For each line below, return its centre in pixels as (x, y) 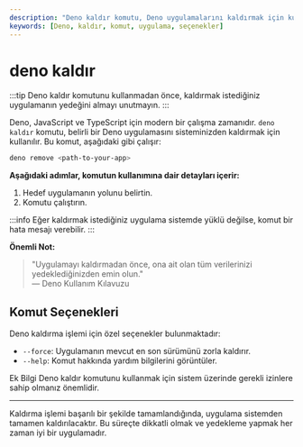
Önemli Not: (32, 247)
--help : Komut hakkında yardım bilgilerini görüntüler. (120, 360)
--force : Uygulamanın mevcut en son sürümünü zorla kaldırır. (136, 351)
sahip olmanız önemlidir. (54, 388)
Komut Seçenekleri (64, 312)
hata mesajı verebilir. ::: (52, 230)
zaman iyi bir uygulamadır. (58, 433)
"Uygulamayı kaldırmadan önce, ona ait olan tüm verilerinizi (142, 265)
